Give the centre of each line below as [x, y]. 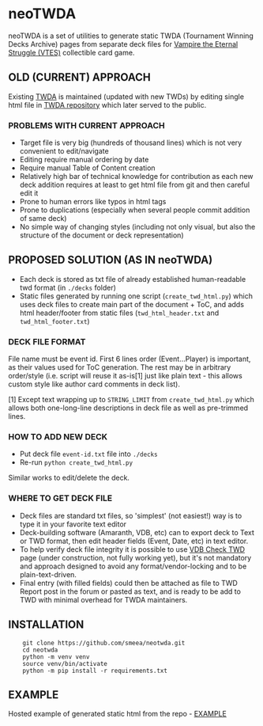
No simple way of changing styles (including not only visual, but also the [137, 227]
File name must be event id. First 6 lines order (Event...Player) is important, [130, 359]
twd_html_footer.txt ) [54, 321]
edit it [29, 193]
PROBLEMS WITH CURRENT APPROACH [87, 125]
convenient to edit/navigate [64, 151]
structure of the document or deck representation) [101, 235]
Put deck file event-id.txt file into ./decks [88, 454]
